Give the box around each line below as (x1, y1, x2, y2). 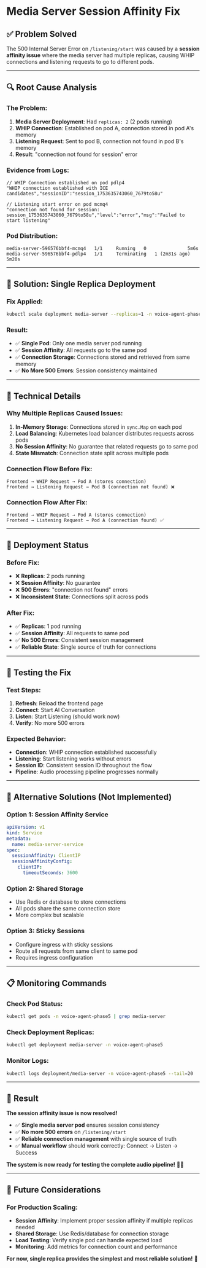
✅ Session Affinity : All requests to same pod (15, 630, 130, 637)
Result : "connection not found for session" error (15, 151, 138, 158)
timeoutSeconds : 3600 (22, 870, 78, 876)
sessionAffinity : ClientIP (12, 853, 81, 859)
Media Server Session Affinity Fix (6, 4, 181, 18)
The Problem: (6, 104, 48, 112)
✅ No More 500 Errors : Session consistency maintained (15, 367, 158, 374)
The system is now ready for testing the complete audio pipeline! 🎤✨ (6, 1161, 184, 1168)
